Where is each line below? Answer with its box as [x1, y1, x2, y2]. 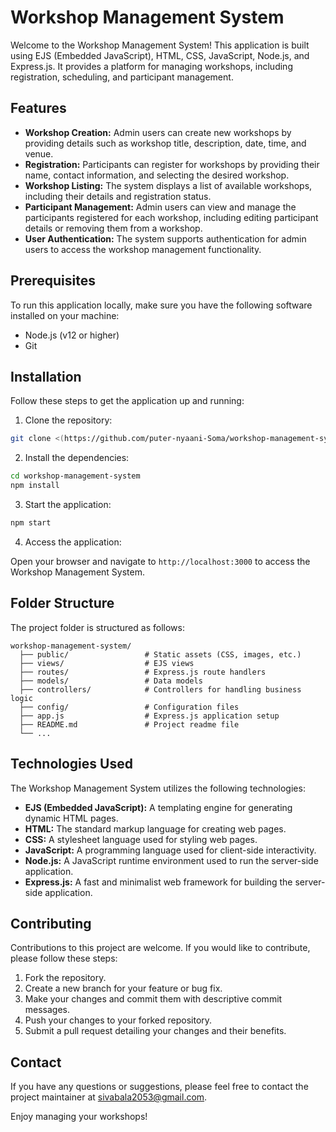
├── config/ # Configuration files [19, 702, 240, 712]
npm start [10, 518, 52, 528]
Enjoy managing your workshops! [10, 1111, 148, 1123]
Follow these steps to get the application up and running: [10, 395, 245, 407]
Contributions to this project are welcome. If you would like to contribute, [10, 942, 311, 954]
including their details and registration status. [24, 190, 212, 202]
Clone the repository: [24, 414, 113, 426]
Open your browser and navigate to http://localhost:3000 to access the [10, 555, 311, 567]
